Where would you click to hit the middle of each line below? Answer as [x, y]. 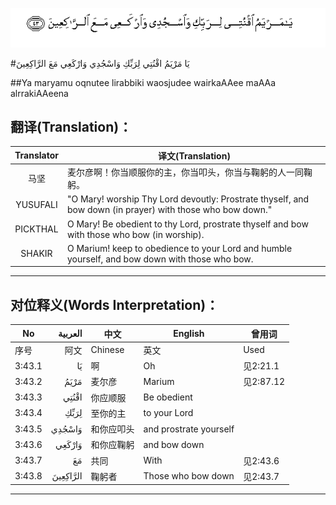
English [189, 334]
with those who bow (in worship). [135, 234]
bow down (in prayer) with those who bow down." [169, 210]
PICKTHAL [36, 229]
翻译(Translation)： [71, 126]
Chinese [107, 350]
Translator [36, 155]
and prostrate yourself [189, 429]
